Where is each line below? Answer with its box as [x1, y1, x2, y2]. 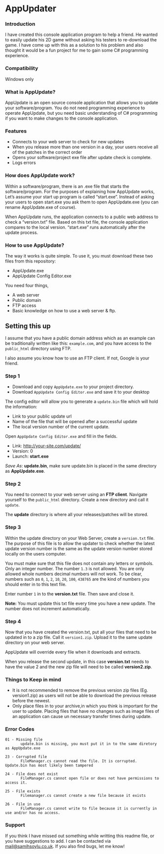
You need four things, [5, 282, 49, 288]
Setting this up [5, 322, 51, 330]
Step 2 [5, 481, 21, 487]
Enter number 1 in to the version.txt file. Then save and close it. [5, 591, 135, 596]
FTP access [12, 302, 36, 308]
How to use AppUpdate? [5, 242, 65, 249]
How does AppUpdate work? [5, 172, 75, 179]
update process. [5, 230, 38, 235]
